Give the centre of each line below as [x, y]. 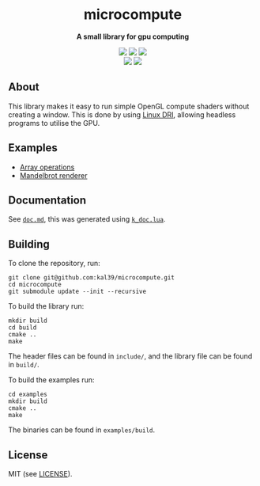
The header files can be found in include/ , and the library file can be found [130, 356]
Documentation [47, 200]
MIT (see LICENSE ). [40, 474]
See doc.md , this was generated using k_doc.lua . [87, 219]
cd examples [28, 395]
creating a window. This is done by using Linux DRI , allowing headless [122, 114]
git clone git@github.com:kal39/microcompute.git [92, 278]
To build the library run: [46, 306]
